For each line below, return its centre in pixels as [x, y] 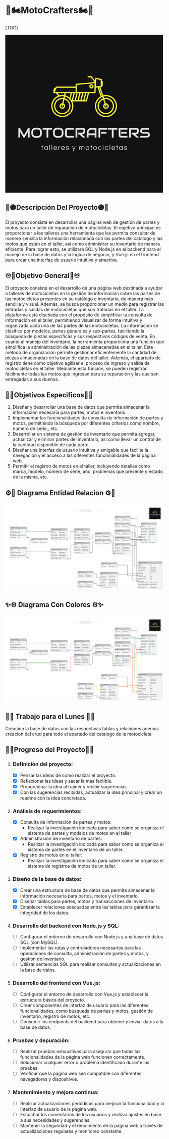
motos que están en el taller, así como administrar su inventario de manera [83, 244]
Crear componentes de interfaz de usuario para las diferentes [84, 1005]
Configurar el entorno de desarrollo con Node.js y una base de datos [92, 937]
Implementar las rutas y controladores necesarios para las [80, 948]
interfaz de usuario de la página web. [59, 1109]
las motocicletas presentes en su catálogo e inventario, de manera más [79, 299]
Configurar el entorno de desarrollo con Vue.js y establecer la [84, 994]
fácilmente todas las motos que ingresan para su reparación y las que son [82, 374]
